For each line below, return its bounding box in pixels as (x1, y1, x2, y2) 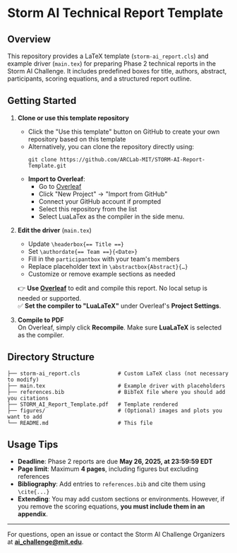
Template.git (28, 162, 67, 169)
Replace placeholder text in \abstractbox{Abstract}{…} (28, 262, 188, 270)
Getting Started (7, 95, 77, 107)
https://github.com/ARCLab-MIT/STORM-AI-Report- (59, 156, 206, 163)
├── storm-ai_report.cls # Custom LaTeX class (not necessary (7, 370, 229, 377)
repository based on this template (28, 134, 126, 143)
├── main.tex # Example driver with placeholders (7, 382, 226, 390)
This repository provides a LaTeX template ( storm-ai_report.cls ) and (7, 52, 209, 60)
